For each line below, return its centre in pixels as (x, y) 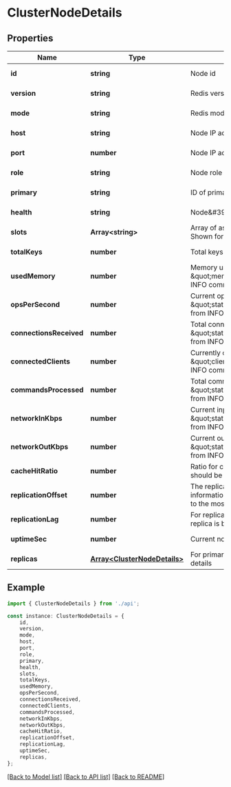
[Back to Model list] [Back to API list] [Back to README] (86, 777)
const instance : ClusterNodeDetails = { (66, 616)
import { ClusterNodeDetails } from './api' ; (73, 604)
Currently (206, 353)
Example (26, 588)
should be (206, 475)
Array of (203, 228)
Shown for (207, 236)
